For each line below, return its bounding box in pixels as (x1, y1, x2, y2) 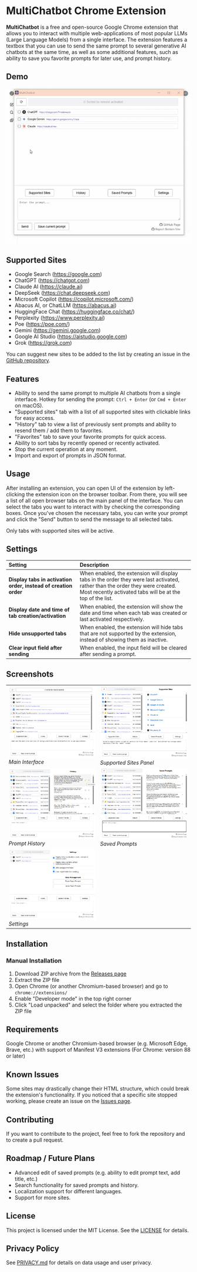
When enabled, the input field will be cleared (80, 644, 188, 651)
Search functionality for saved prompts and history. (14, 1182, 139, 1189)
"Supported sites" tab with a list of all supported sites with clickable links (14, 408, 191, 415)
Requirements (6, 1024, 59, 1034)
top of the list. (80, 595, 113, 602)
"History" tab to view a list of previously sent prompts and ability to (14, 420, 177, 428)
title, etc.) (14, 1175, 38, 1182)
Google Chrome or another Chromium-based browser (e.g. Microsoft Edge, (6, 1040, 188, 1047)
